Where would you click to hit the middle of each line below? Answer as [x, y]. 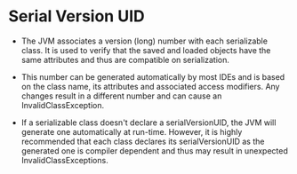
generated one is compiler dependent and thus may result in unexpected [154, 150]
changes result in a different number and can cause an [121, 96]
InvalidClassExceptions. [64, 160]
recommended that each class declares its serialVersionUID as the [143, 141]
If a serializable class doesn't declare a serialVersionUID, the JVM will [148, 123]
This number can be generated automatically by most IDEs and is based [153, 76]
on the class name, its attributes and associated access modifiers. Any [150, 86]
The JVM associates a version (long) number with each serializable [144, 41]
